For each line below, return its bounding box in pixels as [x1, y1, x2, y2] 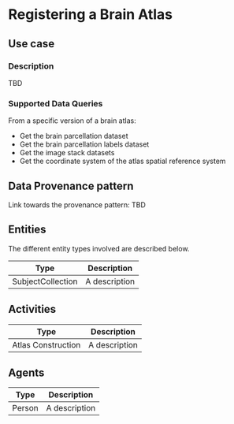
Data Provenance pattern [8, 179, 134, 192]
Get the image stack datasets [19, 148, 115, 158]
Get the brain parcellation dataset [19, 132, 128, 141]
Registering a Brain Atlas [8, 6, 173, 24]
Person [12, 403, 39, 414]
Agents [8, 366, 45, 379]
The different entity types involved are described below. [8, 244, 190, 253]
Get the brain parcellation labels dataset [19, 139, 150, 149]
